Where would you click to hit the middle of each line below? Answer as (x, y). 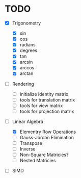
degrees (29, 50)
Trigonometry (26, 23)
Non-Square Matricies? (44, 155)
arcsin (26, 62)
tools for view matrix (41, 106)
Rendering (23, 84)
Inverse (28, 149)
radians (28, 45)
